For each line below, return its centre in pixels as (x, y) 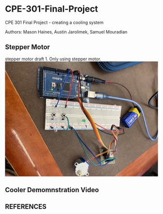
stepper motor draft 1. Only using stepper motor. (53, 59)
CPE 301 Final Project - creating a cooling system (54, 22)
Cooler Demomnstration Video (52, 190)
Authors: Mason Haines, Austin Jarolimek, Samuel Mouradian (66, 32)
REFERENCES (26, 206)
